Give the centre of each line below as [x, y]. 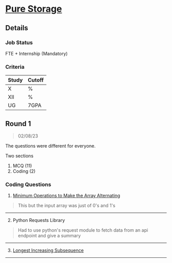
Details [17, 28]
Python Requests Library [39, 220]
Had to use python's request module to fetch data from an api [83, 230]
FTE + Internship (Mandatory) [37, 53]
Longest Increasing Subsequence [48, 250]
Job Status [19, 43]
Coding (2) [24, 171]
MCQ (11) [22, 166]
